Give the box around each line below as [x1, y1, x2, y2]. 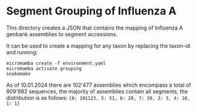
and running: [6, 48, 38, 55]
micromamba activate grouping [6, 65, 82, 72]
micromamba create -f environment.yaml [6, 60, 106, 66]
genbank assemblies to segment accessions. [6, 30, 118, 37]
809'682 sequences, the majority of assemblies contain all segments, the [6, 87, 188, 95]
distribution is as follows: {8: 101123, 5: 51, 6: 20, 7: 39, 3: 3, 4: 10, [6, 94, 190, 101]
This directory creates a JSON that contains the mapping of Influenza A [6, 24, 183, 31]
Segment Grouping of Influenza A [6, 4, 177, 18]
